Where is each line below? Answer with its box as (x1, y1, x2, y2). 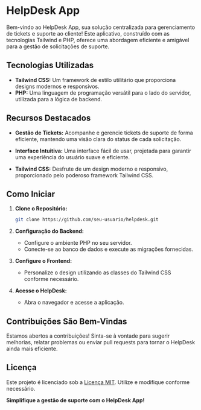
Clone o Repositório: (14, 205, 68, 212)
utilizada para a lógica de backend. (14, 95, 103, 102)
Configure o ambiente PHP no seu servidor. (24, 239, 132, 247)
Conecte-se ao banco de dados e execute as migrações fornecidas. (24, 245, 193, 253)
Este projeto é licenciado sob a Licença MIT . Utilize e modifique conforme (6, 378, 190, 386)
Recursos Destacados (6, 113, 91, 124)
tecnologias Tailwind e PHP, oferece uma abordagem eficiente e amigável (6, 36, 190, 43)
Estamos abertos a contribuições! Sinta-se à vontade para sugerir (6, 332, 170, 339)
